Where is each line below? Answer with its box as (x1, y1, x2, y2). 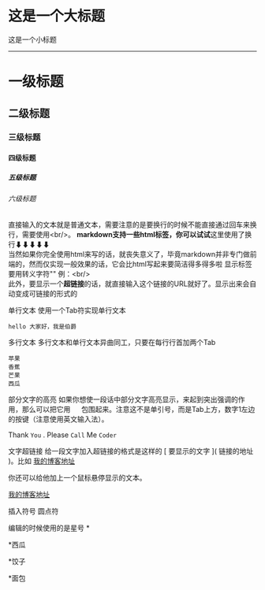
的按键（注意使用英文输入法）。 (8, 414, 109, 424)
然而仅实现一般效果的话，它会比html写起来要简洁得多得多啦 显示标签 (28, 259, 252, 269)
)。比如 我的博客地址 (8, 456, 76, 466)
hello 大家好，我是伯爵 (8, 322, 77, 331)
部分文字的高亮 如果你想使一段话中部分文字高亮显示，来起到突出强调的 (8, 395, 238, 404)
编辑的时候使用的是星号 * (8, 523, 90, 532)
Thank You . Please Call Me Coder (8, 430, 117, 440)
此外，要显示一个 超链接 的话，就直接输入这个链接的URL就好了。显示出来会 (8, 279, 250, 288)
